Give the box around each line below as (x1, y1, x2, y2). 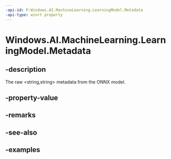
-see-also (5, 128, 37, 137)
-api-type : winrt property (5, 12, 63, 17)
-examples (5, 146, 40, 154)
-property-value (5, 93, 58, 102)
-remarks (5, 111, 36, 120)
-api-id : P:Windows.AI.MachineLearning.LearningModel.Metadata (5, 7, 143, 13)
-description (5, 65, 46, 74)
